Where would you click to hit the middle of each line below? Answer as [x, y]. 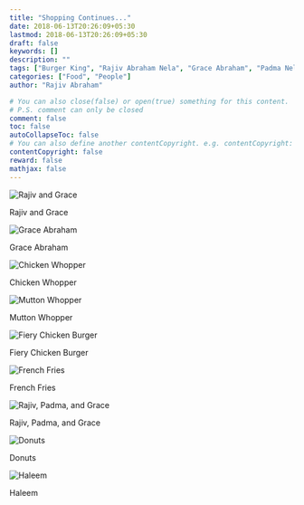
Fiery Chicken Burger [49, 352]
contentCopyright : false [56, 152]
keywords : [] [34, 52]
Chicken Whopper [43, 282]
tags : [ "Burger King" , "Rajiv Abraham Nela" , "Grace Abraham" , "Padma [145, 69]
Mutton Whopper [41, 317]
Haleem [24, 492]
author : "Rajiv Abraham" [56, 85]
